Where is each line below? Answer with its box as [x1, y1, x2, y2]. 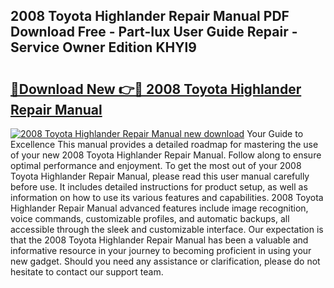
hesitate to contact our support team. [10, 266, 164, 278]
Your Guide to [246, 128, 304, 139]
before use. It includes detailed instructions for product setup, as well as [10, 181, 308, 193]
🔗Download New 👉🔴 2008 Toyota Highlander [10, 80, 302, 98]
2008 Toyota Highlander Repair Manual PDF [10, 8, 290, 25]
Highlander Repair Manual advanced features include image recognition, [10, 202, 309, 214]
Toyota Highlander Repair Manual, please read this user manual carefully [10, 170, 310, 182]
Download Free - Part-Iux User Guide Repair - [10, 24, 298, 41]
